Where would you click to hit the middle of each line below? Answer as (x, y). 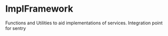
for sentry (16, 28)
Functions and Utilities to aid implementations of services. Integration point (84, 23)
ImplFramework (39, 9)
